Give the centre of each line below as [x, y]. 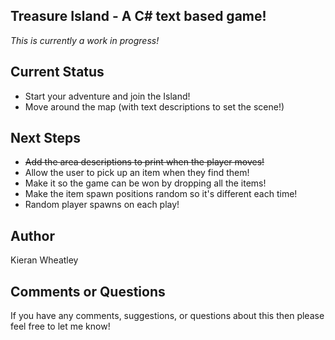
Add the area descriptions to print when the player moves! [144, 162]
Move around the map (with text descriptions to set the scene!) [154, 106]
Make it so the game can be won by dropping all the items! [145, 183]
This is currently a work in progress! [85, 40]
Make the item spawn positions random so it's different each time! [161, 194]
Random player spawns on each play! [102, 205]
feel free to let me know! [60, 326]
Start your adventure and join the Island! [107, 96]
